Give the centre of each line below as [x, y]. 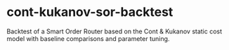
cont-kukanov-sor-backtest [90, 12]
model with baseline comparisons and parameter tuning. [88, 38]
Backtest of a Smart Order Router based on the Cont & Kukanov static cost [115, 31]
